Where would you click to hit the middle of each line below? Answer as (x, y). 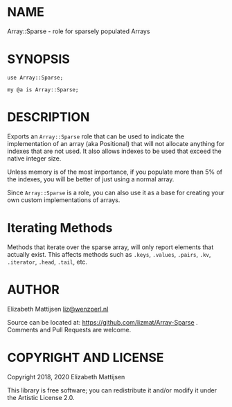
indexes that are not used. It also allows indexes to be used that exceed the (114, 151)
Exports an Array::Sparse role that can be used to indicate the (96, 136)
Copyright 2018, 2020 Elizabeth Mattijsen (66, 377)
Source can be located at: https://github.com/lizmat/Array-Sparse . (103, 322)
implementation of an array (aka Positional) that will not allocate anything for (116, 143)
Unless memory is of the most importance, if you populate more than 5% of (115, 172)
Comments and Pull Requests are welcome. (69, 329)
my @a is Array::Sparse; (43, 90)
